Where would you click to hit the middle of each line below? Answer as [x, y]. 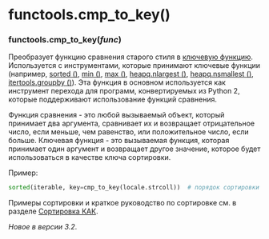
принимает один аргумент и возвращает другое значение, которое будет [134, 149]
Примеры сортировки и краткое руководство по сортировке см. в [122, 203]
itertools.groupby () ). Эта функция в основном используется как [117, 82]
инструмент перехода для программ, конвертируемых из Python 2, [124, 91]
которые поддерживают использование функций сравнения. [113, 100]
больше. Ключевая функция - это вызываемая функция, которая [119, 141]
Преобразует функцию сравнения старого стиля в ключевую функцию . [131, 57]
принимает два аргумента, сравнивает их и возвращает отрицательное [131, 123]
